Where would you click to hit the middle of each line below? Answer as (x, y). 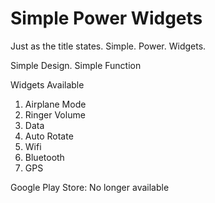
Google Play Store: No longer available (90, 187)
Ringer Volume (55, 114)
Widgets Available (47, 84)
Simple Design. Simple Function (76, 65)
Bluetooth (44, 157)
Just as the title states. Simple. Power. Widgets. (108, 46)
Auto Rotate (49, 136)
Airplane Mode (55, 104)
